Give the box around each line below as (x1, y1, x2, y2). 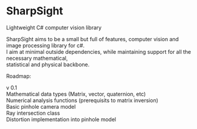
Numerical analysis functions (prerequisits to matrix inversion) (6, 97, 159, 104)
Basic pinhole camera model (6, 103, 76, 110)
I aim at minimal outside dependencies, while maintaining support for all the (6, 48, 192, 55)
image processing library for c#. (6, 42, 85, 49)
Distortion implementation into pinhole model (6, 115, 116, 123)
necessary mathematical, (6, 54, 68, 62)
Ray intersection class (6, 109, 61, 116)
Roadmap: (6, 72, 32, 79)
